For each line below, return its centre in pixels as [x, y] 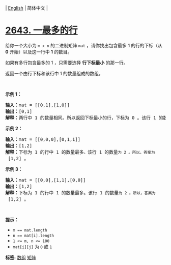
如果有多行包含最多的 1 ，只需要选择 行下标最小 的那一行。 [67, 63]
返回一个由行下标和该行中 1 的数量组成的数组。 [54, 73]
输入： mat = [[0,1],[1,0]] [38, 105]
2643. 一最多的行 [41, 31]
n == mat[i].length [33, 235]
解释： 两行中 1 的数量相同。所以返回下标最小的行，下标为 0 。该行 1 [81, 117]
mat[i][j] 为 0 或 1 [32, 247]
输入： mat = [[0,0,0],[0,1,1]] [43, 139]
